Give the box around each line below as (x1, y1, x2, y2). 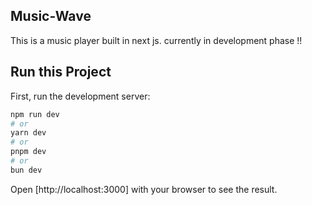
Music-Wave (10, 8, 92, 25)
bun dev (10, 165, 43, 175)
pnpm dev (10, 147, 47, 157)
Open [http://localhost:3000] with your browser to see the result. (10, 183, 278, 195)
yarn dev (10, 128, 47, 138)
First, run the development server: (10, 90, 151, 102)
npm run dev (10, 109, 60, 119)
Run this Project (10, 64, 112, 81)
